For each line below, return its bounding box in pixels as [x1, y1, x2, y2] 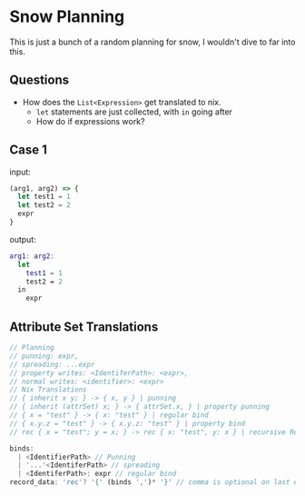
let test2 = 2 [17, 201, 71, 210]
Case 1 [9, 143, 48, 158]
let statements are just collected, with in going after [35, 106, 233, 117]
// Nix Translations [9, 385, 88, 394]
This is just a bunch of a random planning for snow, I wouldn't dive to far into [9, 36, 296, 47]
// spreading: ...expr [9, 360, 95, 369]
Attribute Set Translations [9, 319, 159, 334]
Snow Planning [9, 6, 125, 27]
